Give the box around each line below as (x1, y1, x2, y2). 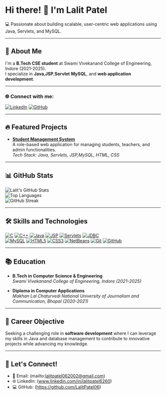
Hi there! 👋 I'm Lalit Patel (5, 4, 108, 16)
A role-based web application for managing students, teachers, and (12, 141, 150, 147)
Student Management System (12, 136, 76, 142)
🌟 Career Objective (5, 317, 65, 325)
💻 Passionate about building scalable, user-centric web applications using (5, 21, 157, 27)
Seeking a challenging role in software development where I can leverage (5, 330, 157, 336)
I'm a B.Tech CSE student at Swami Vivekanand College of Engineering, (5, 60, 152, 66)
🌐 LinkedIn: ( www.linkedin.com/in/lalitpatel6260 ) (12, 378, 112, 384)
